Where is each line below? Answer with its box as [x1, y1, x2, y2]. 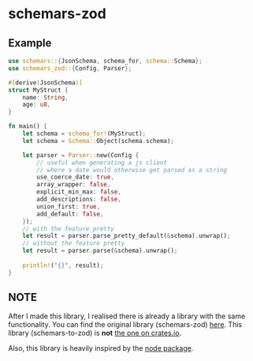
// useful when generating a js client [36, 159, 168, 167]
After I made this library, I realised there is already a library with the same [8, 311, 246, 321]
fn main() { [8, 122, 47, 130]
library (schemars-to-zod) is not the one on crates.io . [8, 329, 182, 338]
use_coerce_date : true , [36, 173, 114, 182]
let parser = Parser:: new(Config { [22, 151, 140, 159]
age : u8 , [22, 100, 51, 109]
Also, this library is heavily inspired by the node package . [8, 344, 194, 353]
